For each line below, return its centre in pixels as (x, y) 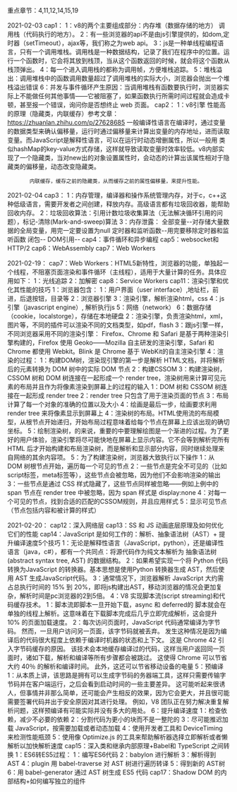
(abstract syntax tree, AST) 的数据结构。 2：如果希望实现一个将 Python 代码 (118, 560)
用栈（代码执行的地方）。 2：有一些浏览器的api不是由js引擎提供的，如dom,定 (119, 34)
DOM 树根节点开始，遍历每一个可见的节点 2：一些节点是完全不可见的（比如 (117, 466)
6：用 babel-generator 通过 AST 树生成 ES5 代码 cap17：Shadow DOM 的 (114, 772)
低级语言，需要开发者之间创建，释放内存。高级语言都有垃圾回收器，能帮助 (121, 204)
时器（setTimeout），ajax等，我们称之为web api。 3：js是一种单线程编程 (113, 43)
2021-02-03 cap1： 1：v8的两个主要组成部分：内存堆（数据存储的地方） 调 (116, 25)
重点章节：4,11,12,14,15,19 (43, 10)
